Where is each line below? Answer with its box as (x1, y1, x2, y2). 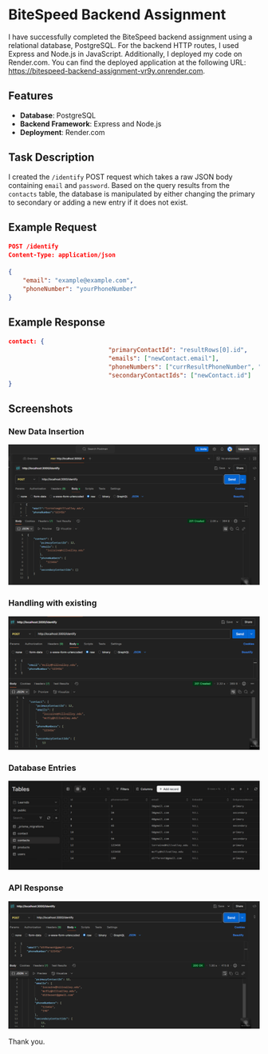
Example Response (8, 315, 105, 329)
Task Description (8, 150, 95, 165)
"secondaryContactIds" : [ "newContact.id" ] (108, 371, 251, 379)
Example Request (8, 220, 97, 234)
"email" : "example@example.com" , (22, 276, 134, 285)
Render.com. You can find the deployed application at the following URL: (8, 58, 246, 67)
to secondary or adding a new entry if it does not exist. (8, 198, 189, 207)
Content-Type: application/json (8, 251, 116, 259)
